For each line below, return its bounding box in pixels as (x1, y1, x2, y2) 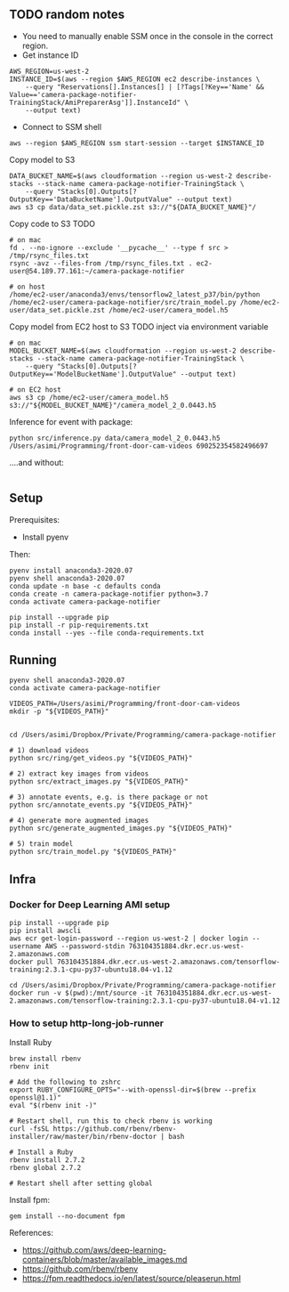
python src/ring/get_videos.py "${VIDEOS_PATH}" (9, 754, 193, 763)
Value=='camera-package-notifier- (9, 90, 138, 99)
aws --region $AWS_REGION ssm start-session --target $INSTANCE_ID (9, 138, 265, 148)
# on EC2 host (9, 385, 62, 394)
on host (17, 282, 46, 291)
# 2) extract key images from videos (9, 769, 149, 778)
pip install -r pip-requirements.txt (9, 621, 149, 630)
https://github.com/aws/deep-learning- (21, 1245, 167, 1255)
